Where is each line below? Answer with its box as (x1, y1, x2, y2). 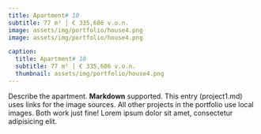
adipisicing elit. (8, 116, 58, 126)
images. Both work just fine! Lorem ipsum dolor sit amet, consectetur (8, 108, 233, 117)
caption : (8, 48, 37, 56)
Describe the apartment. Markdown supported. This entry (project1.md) (8, 91, 243, 101)
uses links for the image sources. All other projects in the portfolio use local (8, 99, 255, 109)
